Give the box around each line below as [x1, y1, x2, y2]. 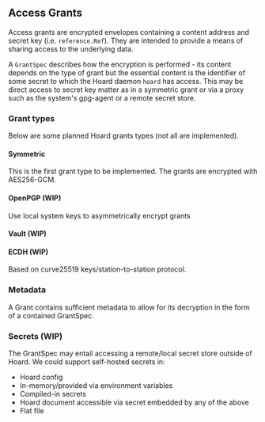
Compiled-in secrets [19, 389, 87, 398]
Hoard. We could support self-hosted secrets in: [8, 356, 165, 367]
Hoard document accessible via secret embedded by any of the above [19, 397, 249, 407]
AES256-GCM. [8, 175, 57, 184]
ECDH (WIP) [8, 247, 49, 257]
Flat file [19, 405, 44, 415]
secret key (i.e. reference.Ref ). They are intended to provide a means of [8, 36, 244, 45]
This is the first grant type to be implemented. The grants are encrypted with [8, 166, 258, 177]
